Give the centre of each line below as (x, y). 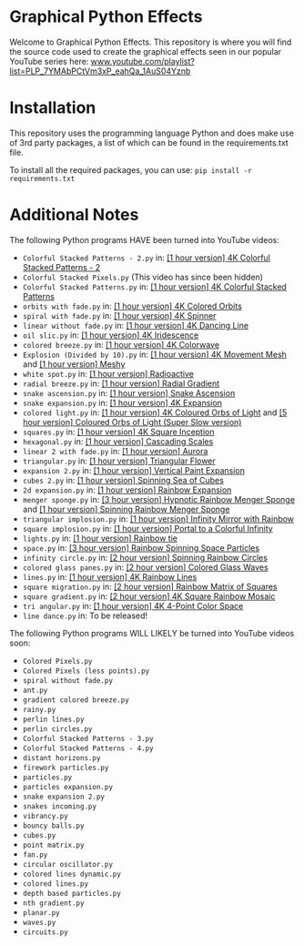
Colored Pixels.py (57, 661)
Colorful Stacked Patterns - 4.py (88, 748)
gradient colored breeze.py (76, 700)
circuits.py (45, 932)
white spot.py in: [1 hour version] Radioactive (108, 373)
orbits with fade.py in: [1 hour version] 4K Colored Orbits (132, 306)
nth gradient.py (53, 903)
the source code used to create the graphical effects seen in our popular (146, 51)
